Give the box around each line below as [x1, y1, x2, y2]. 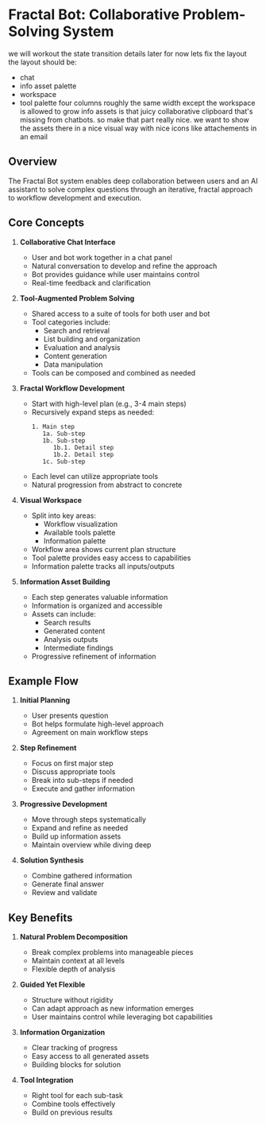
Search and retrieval [43, 325, 110, 335]
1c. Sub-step [42, 457, 86, 465]
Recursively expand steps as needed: [31, 407, 155, 417]
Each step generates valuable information [31, 592, 168, 601]
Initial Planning [19, 695, 71, 705]
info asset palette [19, 81, 77, 91]
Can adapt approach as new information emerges [31, 1004, 195, 1014]
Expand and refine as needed [31, 823, 129, 833]
